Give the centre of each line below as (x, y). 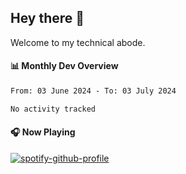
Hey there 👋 (47, 18)
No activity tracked (53, 109)
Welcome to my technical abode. (78, 42)
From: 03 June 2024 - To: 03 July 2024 (93, 91)
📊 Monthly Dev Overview (64, 66)
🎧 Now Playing (43, 132)
